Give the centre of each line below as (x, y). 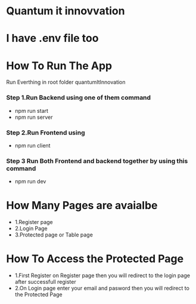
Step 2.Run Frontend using (46, 133)
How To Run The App (59, 65)
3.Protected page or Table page (54, 235)
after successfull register (45, 282)
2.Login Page (31, 229)
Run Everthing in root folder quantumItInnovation (66, 82)
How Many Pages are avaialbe (82, 206)
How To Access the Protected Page (95, 259)
